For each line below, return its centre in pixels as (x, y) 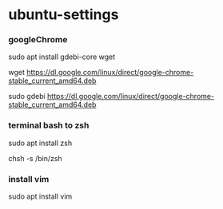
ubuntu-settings (64, 15)
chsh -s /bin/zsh (35, 158)
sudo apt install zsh (40, 143)
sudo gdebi (27, 97)
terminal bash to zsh (49, 125)
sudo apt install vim (40, 196)
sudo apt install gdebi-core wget (62, 57)
